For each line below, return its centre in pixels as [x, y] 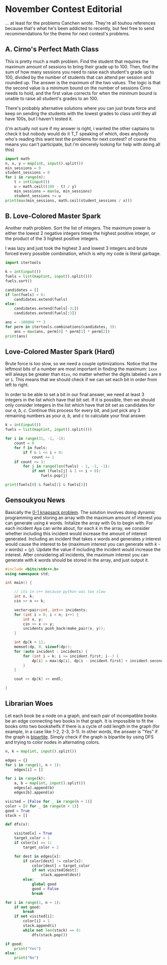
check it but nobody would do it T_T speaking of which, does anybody [77, 134]
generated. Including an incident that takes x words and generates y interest [83, 539]
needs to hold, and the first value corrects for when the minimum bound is [81, 93]
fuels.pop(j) [54, 476]
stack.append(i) [40, 926]
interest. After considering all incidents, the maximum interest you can [77, 554]
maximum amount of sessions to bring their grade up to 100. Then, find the [82, 66]
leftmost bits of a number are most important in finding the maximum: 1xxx [81, 369]
